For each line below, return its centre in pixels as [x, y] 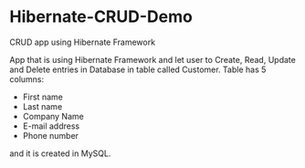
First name [43, 97]
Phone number [51, 135]
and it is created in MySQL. [60, 153]
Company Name [53, 116]
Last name [42, 106]
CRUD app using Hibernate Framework [83, 42]
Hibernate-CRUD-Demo [101, 17]
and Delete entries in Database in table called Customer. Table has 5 [138, 69]
